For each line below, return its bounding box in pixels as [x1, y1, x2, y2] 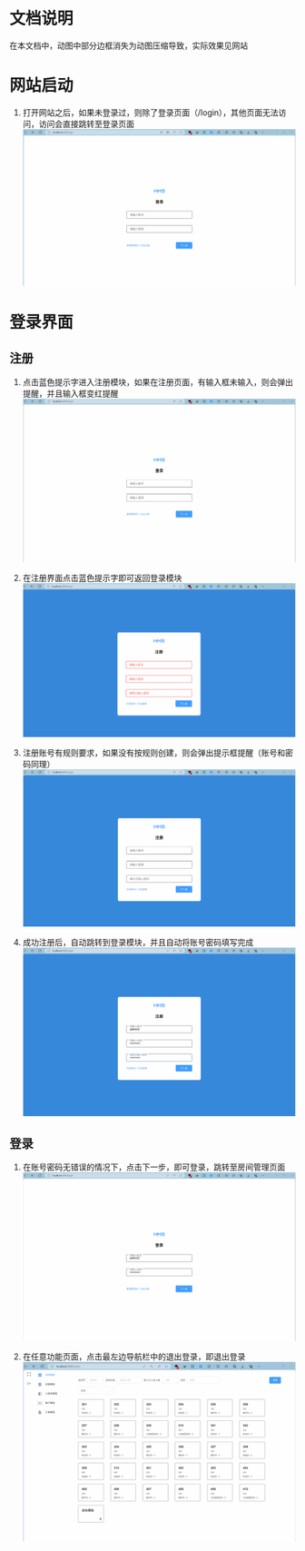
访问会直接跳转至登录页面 [38, 118, 134, 129]
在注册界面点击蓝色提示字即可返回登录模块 [22, 573, 182, 583]
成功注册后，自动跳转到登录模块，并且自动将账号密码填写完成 [22, 937, 254, 948]
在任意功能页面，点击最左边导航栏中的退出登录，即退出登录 [22, 1350, 246, 1362]
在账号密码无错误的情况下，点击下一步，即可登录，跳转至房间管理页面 [22, 1161, 286, 1172]
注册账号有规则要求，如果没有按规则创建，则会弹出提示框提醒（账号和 [22, 747, 286, 758]
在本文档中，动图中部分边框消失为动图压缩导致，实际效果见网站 [9, 40, 248, 51]
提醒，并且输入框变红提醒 [22, 388, 119, 399]
